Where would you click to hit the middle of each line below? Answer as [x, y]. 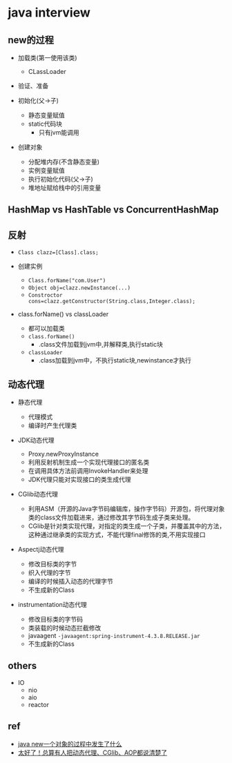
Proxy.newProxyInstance [64, 454]
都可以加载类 [46, 329]
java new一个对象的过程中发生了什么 [70, 744]
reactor [38, 704]
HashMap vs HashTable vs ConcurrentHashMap [114, 210]
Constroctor [45, 296]
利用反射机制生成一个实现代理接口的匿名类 [89, 462]
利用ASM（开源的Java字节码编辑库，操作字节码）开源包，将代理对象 [126, 509]
